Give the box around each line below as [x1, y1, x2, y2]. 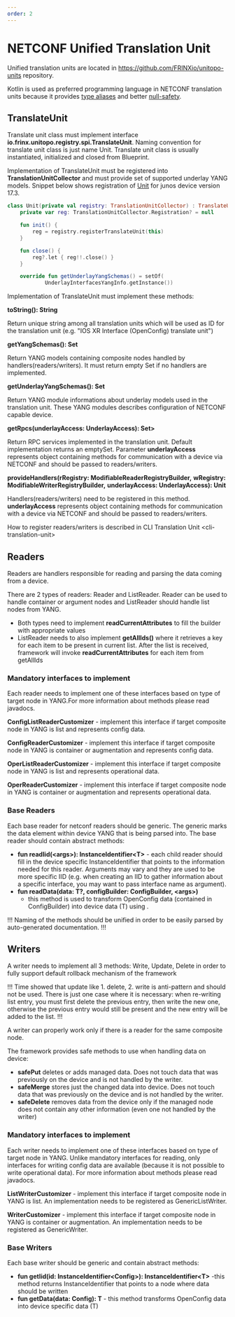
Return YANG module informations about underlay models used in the [7, 396, 208, 404]
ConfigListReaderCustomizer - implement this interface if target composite [7, 718, 226, 726]
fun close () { [20, 247, 61, 254]
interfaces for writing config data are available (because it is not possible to [7, 1161, 225, 1169]
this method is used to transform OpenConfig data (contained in [27, 894, 213, 903]
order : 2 [7, 10, 33, 17]
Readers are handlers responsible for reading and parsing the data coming [7, 569, 222, 577]
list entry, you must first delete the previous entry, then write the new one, [7, 998, 220, 1006]
